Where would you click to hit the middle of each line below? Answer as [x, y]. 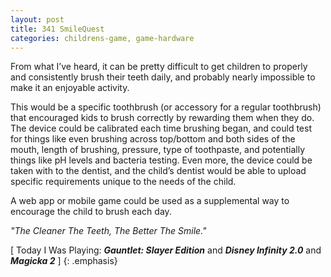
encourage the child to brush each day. [91, 212]
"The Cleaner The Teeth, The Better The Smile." [108, 231]
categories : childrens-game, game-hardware [102, 38]
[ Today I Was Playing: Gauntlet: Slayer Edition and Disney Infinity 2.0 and [166, 250]
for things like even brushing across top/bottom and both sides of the [153, 139]
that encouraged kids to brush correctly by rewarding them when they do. [162, 118]
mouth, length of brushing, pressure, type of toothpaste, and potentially [158, 150]
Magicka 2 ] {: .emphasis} [64, 261]
